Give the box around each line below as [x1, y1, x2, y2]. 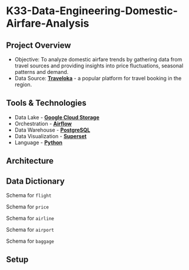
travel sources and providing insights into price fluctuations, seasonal [14, 62, 184, 69]
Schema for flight [6, 192, 52, 199]
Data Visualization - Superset [14, 132, 87, 139]
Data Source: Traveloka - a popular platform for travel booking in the [14, 75, 182, 82]
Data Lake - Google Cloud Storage [14, 113, 100, 121]
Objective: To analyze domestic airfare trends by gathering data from [14, 56, 183, 63]
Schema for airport [6, 226, 54, 233]
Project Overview [6, 40, 71, 50]
